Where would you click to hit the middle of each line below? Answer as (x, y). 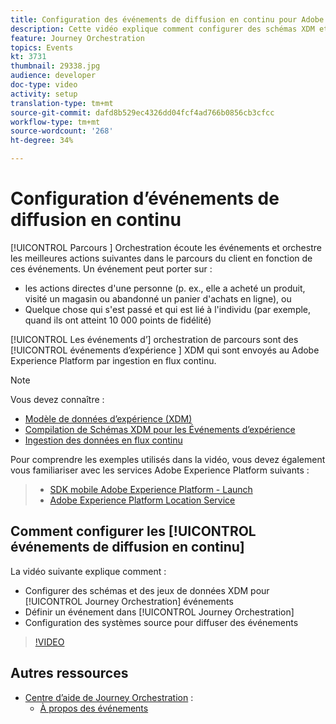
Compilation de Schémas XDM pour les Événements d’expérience (160, 429)
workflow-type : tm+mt (55, 122)
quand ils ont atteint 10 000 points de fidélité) (118, 320)
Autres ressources (69, 673)
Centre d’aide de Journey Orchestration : (109, 697)
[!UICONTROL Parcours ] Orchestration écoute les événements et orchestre (166, 247)
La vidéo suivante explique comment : (88, 571)
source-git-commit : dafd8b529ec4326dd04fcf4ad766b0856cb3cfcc (142, 112)
